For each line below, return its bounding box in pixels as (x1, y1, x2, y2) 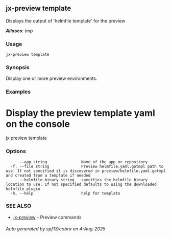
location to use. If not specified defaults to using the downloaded (6, 182, 157, 187)
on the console (6, 118, 70, 130)
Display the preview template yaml (6, 107, 155, 119)
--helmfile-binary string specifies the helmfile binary (19, 177, 148, 182)
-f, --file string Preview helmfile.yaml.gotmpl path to (10, 164, 164, 169)
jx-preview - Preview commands (13, 214, 82, 220)
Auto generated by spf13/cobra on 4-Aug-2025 (6, 226, 106, 232)
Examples (6, 88, 31, 95)
